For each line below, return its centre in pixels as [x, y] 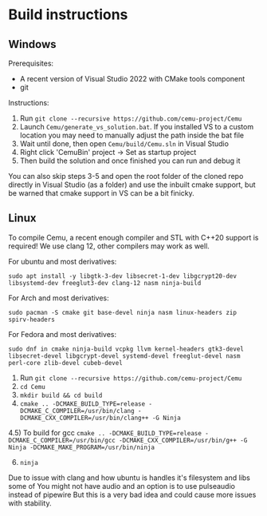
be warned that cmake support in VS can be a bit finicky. [102, 193]
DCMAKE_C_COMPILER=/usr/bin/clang [77, 411]
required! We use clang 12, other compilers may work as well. [109, 246]
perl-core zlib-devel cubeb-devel [66, 363]
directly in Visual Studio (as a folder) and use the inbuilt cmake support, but [132, 185]
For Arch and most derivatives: [59, 298]
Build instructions [68, 15]
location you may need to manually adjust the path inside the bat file [132, 135]
